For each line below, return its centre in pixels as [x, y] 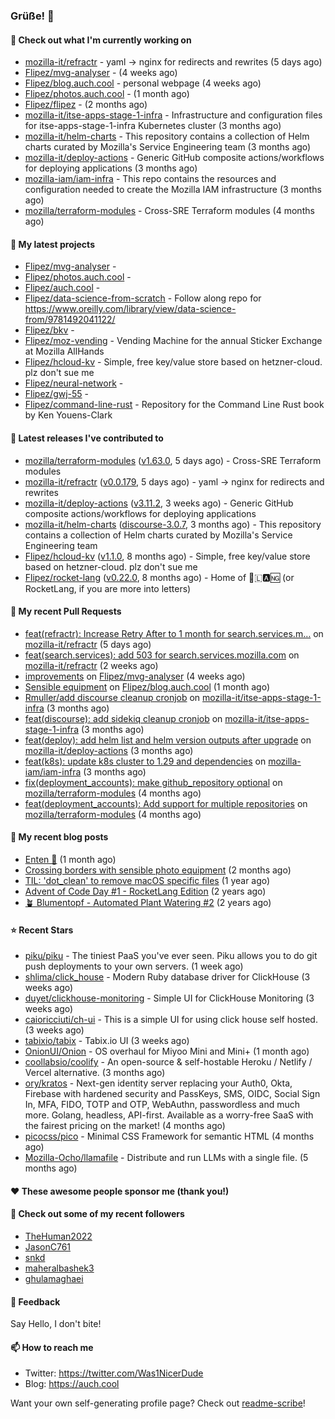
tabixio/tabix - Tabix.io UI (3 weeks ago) [107, 1041]
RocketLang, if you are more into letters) [108, 588]
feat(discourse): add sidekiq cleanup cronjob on [123, 718]
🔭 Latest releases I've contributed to [87, 438]
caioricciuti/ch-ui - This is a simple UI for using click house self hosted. [171, 1020]
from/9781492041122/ [70, 320]
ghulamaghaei [54, 1278]
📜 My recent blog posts [59, 837]
